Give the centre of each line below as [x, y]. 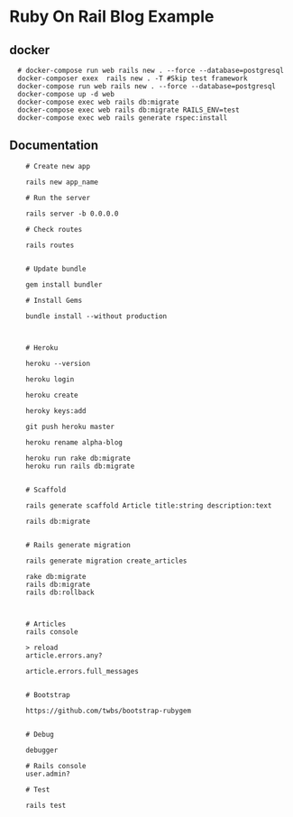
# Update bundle [56, 269]
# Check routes [54, 229]
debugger [42, 750]
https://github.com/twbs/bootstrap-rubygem [109, 711]
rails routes [50, 245]
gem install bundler [64, 285]
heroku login [50, 379]
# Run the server [58, 197]
